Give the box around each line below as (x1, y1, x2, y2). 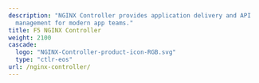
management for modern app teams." (15, 19, 134, 27)
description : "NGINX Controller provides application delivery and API (8, 11, 251, 20)
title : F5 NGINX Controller (8, 26, 102, 34)
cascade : (8, 41, 37, 49)
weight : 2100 (8, 33, 52, 42)
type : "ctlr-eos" (15, 56, 73, 64)
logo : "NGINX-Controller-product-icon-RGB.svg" (15, 48, 177, 56)
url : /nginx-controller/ (8, 63, 91, 71)
